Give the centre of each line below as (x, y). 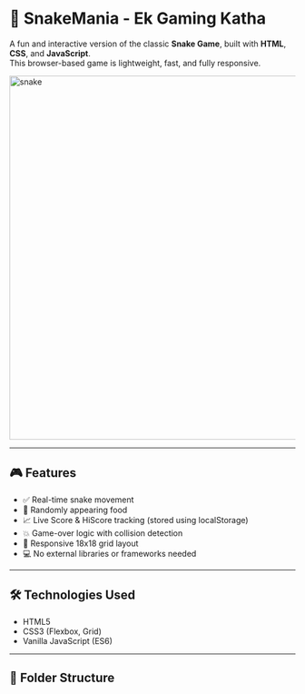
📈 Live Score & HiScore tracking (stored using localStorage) (135, 520)
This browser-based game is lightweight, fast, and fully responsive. (135, 63)
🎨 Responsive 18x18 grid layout (80, 543)
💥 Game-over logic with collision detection (103, 533)
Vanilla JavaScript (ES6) (68, 640)
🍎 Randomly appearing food (75, 510)
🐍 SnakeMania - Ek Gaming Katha (138, 19)
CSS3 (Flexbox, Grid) (62, 631)
